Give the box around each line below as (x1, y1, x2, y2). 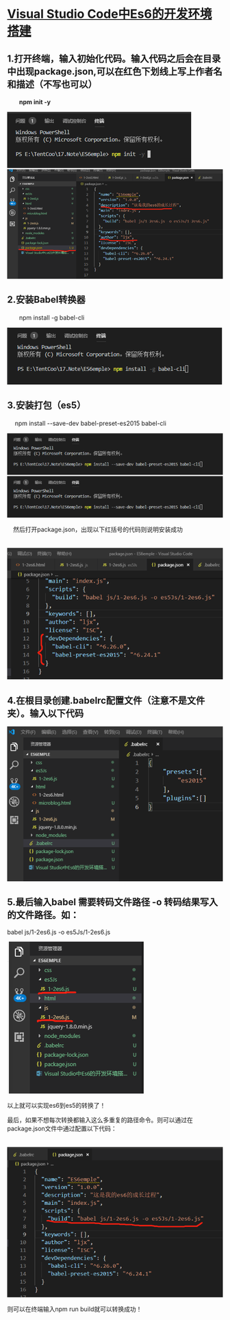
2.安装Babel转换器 (7, 294, 86, 305)
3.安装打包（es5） (7, 400, 86, 411)
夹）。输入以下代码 (7, 707, 84, 719)
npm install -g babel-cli (18, 313, 85, 322)
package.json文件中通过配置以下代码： (7, 1124, 118, 1132)
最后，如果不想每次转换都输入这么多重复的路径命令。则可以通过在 (7, 1115, 193, 1124)
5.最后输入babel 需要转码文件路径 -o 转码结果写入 (7, 896, 218, 908)
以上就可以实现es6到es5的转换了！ (7, 1101, 106, 1109)
